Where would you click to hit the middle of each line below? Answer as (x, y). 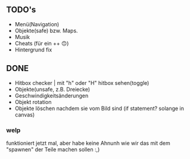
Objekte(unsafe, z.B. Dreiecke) (52, 89)
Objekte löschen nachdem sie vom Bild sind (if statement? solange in (99, 108)
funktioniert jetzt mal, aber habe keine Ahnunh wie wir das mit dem (88, 143)
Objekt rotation (33, 102)
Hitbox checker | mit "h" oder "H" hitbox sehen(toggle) (82, 82)
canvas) (25, 114)
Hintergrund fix (33, 50)
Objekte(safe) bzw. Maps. (46, 30)
